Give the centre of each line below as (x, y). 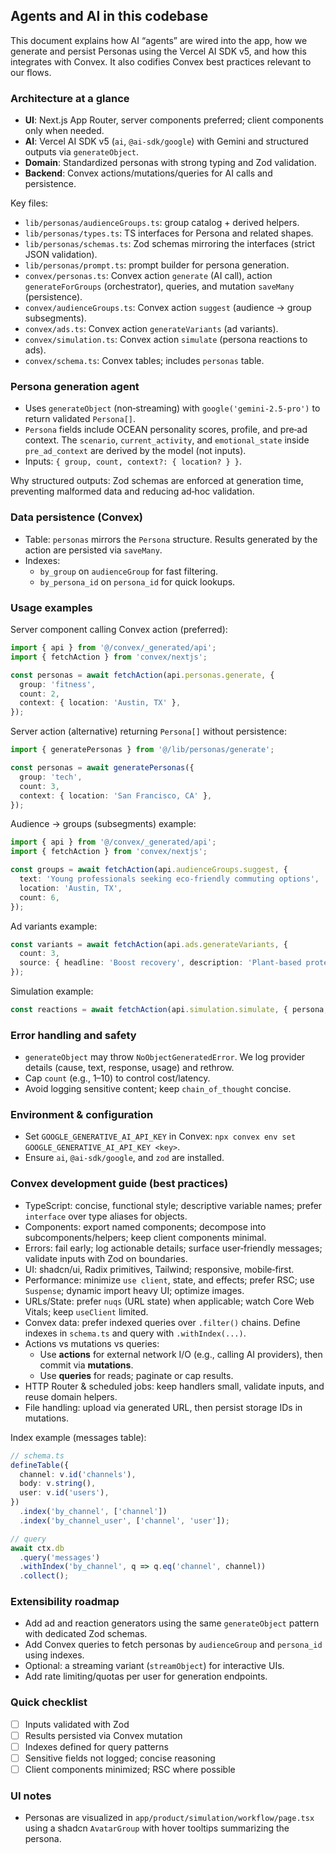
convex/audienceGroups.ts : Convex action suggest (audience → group (168, 308)
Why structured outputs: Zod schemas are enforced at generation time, (157, 481)
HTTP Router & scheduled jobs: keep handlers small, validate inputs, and (174, 1386)
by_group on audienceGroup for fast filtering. (129, 571)
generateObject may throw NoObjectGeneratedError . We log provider (165, 1057)
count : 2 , (39, 694)
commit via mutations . (86, 1365)
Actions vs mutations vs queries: (92, 1343)
